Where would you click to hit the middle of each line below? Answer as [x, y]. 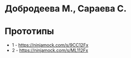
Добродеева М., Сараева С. [66, 9]
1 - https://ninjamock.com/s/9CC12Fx [50, 45]
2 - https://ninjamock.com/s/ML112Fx [50, 51]
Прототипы [29, 31]
